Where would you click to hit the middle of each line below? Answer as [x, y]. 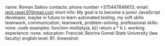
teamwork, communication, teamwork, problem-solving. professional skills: [82, 23]
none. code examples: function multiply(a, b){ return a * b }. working [75, 28]
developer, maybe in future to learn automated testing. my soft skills [75, 17]
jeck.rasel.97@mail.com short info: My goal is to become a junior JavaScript [83, 12]
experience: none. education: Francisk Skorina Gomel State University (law [82, 33]
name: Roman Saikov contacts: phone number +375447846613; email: [77, 7]
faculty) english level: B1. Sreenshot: [42, 38]
